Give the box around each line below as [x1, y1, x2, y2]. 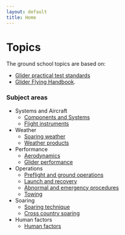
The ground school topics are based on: [6, 60, 106, 67]
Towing [24, 190, 43, 198]
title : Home [6, 14, 36, 20]
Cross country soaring [24, 209, 80, 217]
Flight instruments [24, 120, 69, 127]
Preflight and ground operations [24, 171, 104, 178]
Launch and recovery [24, 177, 77, 184]
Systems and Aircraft [14, 107, 68, 114]
